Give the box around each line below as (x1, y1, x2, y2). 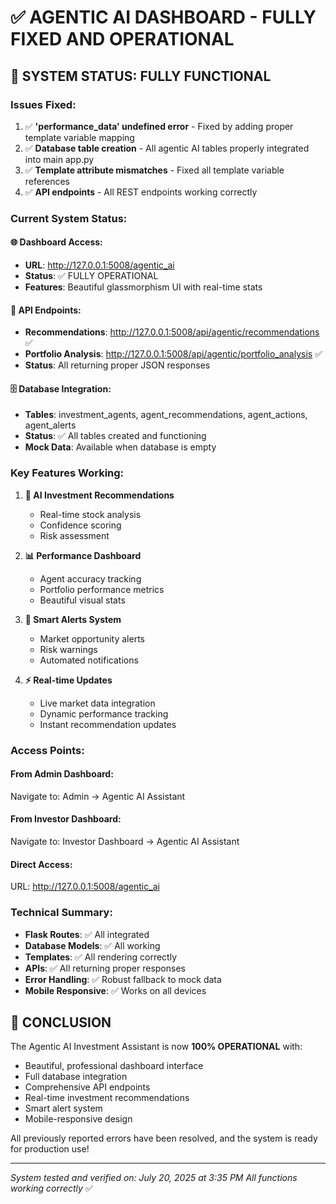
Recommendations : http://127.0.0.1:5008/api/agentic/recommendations (24, 326, 320, 338)
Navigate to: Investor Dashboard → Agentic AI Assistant (10, 836, 240, 848)
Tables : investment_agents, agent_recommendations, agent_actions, (24, 409, 308, 421)
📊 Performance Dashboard (24, 549, 142, 561)
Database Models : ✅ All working (24, 939, 161, 951)
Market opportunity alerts (39, 632, 145, 645)
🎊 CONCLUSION (10, 1014, 112, 1031)
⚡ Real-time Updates (24, 674, 113, 686)
